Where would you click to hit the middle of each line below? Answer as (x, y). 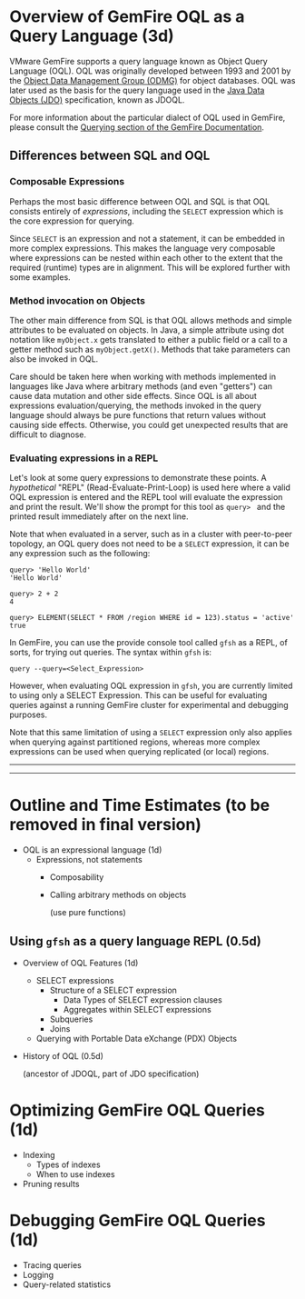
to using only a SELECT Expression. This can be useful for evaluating (138, 695)
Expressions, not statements (89, 860)
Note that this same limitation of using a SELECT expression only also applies (151, 733)
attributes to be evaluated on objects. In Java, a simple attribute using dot (147, 330)
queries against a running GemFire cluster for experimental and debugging (149, 705)
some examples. (40, 277)
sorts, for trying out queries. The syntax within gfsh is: (110, 653)
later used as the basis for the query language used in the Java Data (137, 90)
